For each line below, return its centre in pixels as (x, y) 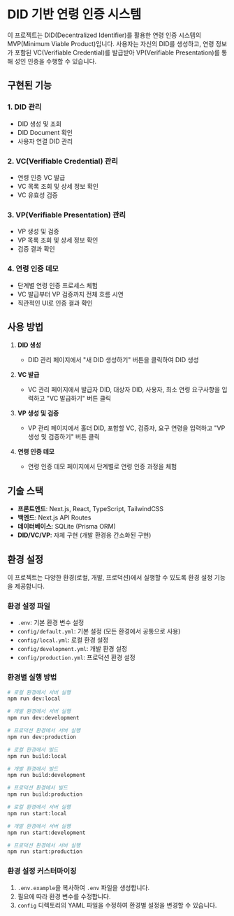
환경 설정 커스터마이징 (42, 871)
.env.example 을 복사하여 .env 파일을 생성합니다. (83, 887)
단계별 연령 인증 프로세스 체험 (57, 285)
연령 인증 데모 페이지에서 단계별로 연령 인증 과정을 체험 (102, 466)
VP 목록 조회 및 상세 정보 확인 (58, 240)
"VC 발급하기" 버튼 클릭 (79, 399)
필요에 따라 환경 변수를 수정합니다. (64, 896)
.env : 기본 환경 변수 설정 (51, 622)
